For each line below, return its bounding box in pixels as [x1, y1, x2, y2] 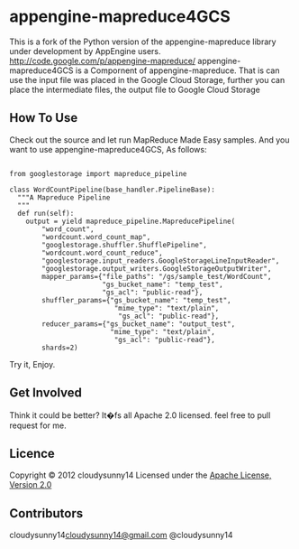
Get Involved [9, 386, 83, 401]
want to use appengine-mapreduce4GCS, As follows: [9, 144, 207, 154]
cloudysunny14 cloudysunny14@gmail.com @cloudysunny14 [9, 530, 233, 541]
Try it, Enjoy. [9, 358, 56, 369]
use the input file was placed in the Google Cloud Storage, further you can [9, 74, 285, 85]
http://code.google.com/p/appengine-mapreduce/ [9, 55, 196, 66]
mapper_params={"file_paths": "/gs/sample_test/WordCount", [41, 272, 272, 281]
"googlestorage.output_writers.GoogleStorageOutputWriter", [41, 264, 272, 273]
